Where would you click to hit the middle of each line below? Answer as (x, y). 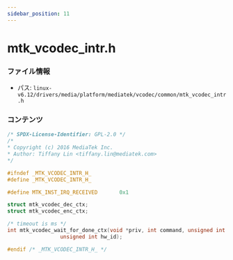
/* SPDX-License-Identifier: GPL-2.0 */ (67, 135)
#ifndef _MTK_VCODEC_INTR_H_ (49, 173)
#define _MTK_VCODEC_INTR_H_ (49, 179)
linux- (42, 89)
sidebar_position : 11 (39, 14)
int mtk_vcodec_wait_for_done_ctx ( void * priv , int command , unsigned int (116, 231)
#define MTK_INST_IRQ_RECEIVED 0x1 (68, 192)
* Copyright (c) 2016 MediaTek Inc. (60, 148)
